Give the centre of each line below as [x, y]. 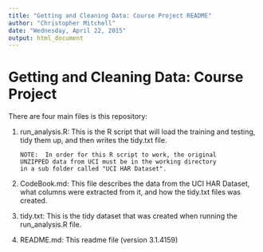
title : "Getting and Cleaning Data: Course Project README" [110, 16]
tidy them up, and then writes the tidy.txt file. [93, 140]
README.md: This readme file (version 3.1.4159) [99, 240]
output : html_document [46, 38]
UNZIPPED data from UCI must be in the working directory [118, 162]
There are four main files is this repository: [78, 116]
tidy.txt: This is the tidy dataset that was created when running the [128, 216]
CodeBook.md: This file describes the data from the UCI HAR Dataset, [135, 183]
